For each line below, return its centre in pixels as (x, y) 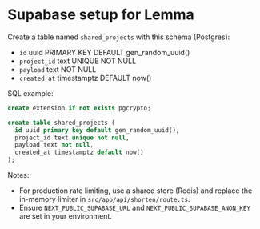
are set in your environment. (66, 216)
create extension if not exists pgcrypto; (79, 108)
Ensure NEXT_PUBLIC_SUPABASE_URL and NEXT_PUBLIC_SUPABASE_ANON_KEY (135, 208)
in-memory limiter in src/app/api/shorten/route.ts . (104, 199)
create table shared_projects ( (61, 123)
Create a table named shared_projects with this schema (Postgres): (119, 37)
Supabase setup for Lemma (101, 15)
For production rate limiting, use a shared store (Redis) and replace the (136, 191)
